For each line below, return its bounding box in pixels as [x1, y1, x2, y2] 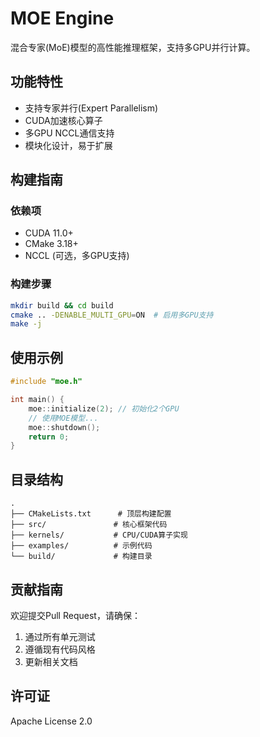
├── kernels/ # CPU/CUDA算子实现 [10, 530, 188, 541]
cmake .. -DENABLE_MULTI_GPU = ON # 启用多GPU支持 [10, 310, 214, 320]
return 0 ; [28, 432, 70, 442]
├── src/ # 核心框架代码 [10, 520, 168, 530]
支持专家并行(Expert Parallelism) [24, 102, 159, 114]
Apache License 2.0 [10, 715, 93, 727]
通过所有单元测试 [24, 630, 96, 642]
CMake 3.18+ [24, 238, 79, 250]
